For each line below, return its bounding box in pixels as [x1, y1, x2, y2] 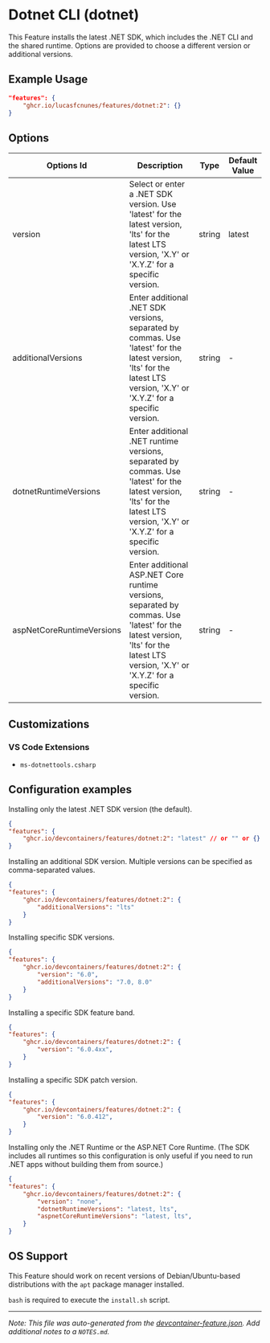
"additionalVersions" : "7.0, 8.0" [37, 978, 153, 986]
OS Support [8, 1250, 68, 1263]
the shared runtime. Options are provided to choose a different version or [8, 40, 251, 50]
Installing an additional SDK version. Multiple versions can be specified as [8, 857, 253, 866]
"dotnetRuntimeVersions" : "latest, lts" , [37, 1205, 178, 1213]
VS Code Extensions [8, 741, 90, 752]
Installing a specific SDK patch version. [8, 1075, 138, 1084]
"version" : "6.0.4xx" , [37, 1046, 113, 1054]
